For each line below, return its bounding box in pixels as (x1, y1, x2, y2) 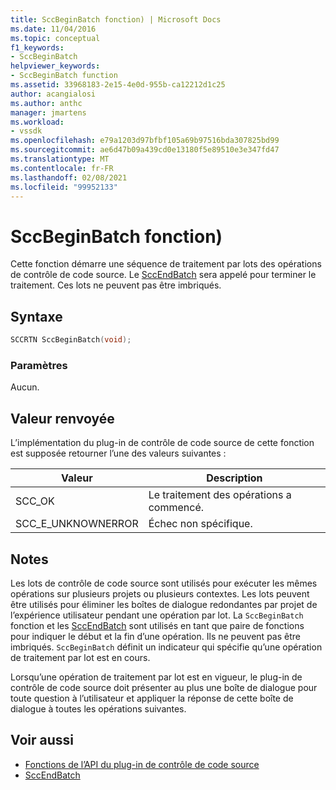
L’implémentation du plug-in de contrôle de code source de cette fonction (10, 437, 315, 449)
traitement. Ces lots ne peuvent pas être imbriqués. (10, 279, 222, 291)
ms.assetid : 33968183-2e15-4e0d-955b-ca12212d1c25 (10, 80, 226, 90)
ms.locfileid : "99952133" (10, 182, 118, 192)
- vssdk (10, 126, 43, 136)
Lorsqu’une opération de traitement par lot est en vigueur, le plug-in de (10, 671, 303, 683)
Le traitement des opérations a (148, 488, 292, 502)
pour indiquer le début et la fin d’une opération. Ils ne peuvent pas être (10, 630, 301, 642)
